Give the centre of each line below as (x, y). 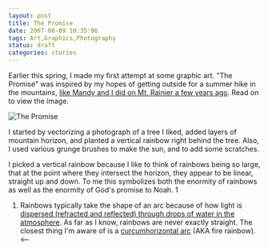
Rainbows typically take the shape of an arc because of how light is (131, 205)
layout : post (30, 16)
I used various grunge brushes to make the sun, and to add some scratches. (134, 149)
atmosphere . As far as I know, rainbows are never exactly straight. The (136, 222)
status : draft (32, 46)
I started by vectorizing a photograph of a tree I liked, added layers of (123, 132)
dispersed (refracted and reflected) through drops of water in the (127, 214)
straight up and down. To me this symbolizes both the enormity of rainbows (133, 181)
